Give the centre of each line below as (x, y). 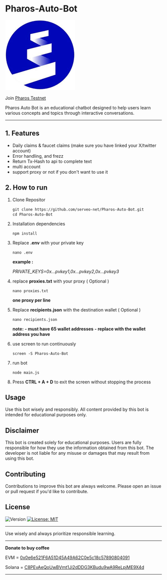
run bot (20, 363)
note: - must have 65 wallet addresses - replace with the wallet (79, 329)
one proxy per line (31, 300)
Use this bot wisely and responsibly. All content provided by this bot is (77, 409)
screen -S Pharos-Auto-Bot (40, 353)
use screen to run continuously (44, 344)
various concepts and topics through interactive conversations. (70, 113)
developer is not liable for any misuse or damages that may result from (78, 453)
